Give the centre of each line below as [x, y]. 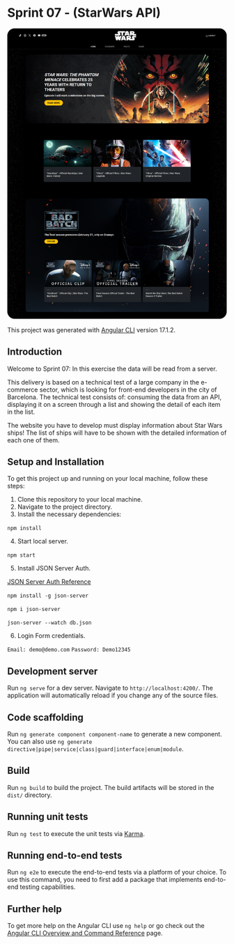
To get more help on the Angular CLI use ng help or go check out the [106, 926]
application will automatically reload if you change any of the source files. [112, 695]
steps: [16, 486]
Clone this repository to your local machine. [80, 500]
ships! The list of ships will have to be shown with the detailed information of [117, 433]
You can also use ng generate [50, 741]
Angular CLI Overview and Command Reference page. [85, 933]
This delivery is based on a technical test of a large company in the [103, 382]
